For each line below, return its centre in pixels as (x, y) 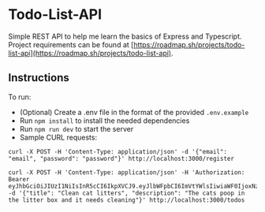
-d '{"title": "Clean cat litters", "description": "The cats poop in (127, 193)
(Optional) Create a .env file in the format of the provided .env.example (134, 112)
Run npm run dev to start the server (77, 128)
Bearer (19, 179)
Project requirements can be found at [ (71, 44)
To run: (20, 97)
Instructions (39, 78)
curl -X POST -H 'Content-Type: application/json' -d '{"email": (118, 151)
